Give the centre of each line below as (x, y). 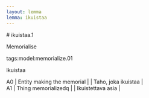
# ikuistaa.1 (20, 34)
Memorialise (22, 47)
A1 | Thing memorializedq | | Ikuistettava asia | (63, 88)
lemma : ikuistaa (27, 18)
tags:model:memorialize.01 (40, 58)
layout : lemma (24, 12)
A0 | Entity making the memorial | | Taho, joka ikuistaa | (75, 82)
